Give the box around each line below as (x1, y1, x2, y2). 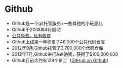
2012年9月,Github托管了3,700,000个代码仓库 (11, 45, 104, 51)
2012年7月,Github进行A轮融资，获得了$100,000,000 (11, 51, 118, 57)
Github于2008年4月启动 (11, 26, 61, 33)
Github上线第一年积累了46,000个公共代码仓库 (11, 38, 105, 45)
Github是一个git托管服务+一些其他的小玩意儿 (11, 20, 103, 26)
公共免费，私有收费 (11, 33, 51, 38)
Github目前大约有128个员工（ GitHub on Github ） (11, 57, 112, 63)
